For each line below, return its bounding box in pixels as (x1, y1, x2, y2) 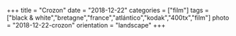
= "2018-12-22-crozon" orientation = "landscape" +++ (6, 21, 166, 29)
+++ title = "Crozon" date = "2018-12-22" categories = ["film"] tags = (6, 6, 210, 14)
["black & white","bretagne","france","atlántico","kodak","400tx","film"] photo (6, 13, 230, 22)
